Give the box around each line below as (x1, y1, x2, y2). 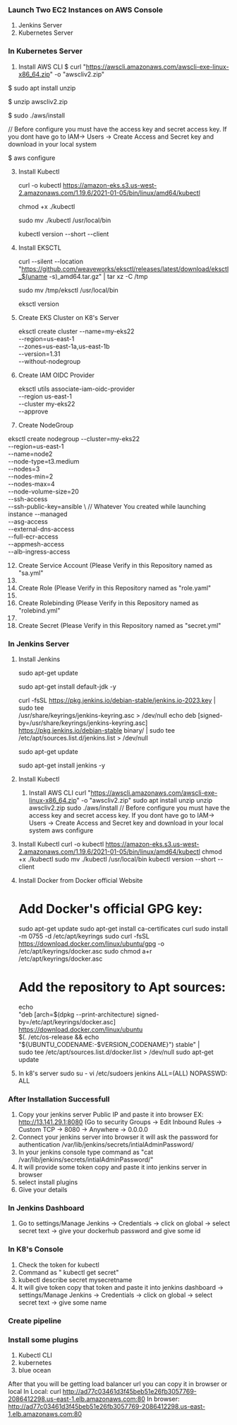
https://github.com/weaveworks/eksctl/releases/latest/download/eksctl (21, 264, 229, 273)
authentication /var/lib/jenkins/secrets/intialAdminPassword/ (18, 1140, 194, 1149)
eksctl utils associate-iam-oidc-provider (18, 384, 135, 393)
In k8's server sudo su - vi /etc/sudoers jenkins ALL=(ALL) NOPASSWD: (18, 1069, 228, 1077)
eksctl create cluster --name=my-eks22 (18, 327, 135, 336)
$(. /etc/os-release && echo (18, 1032, 99, 1041)
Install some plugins (8, 1334, 79, 1344)
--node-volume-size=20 (8, 487, 80, 496)
